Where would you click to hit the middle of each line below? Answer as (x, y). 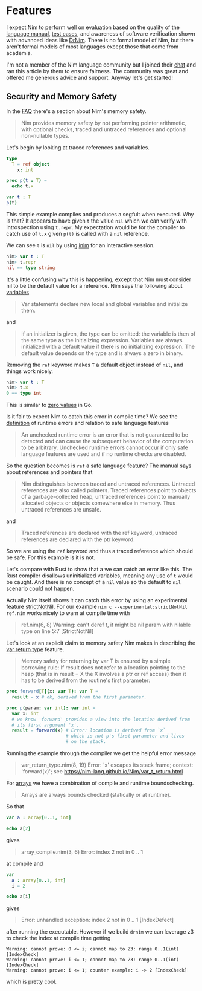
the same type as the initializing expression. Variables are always (102, 340)
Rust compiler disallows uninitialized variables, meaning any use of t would (99, 576)
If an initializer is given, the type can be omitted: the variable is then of (108, 334)
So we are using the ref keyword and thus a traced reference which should (99, 551)
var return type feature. (35, 649)
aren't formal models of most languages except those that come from (93, 47)
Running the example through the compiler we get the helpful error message (101, 753)
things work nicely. (30, 371)
